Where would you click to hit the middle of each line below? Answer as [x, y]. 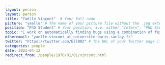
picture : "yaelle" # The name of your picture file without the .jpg [78, 23]
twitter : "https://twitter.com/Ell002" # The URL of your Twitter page [80, 42]
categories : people [25, 46]
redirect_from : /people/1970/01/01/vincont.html [56, 55]
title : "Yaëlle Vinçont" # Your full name [50, 19]
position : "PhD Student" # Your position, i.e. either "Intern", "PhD [79, 28]
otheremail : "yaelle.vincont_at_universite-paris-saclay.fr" [69, 37]
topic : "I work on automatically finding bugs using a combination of [79, 32]
